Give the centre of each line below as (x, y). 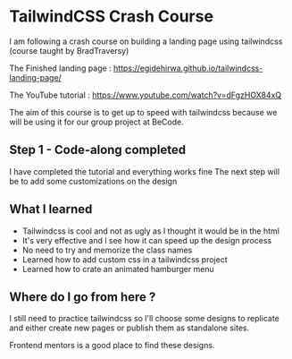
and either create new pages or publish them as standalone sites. (129, 328)
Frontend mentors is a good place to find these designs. (112, 346)
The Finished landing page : (60, 68)
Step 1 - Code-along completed (97, 150)
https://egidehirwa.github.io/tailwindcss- (188, 68)
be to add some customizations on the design (93, 181)
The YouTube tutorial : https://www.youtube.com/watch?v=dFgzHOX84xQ (146, 95)
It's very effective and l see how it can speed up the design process (147, 240)
